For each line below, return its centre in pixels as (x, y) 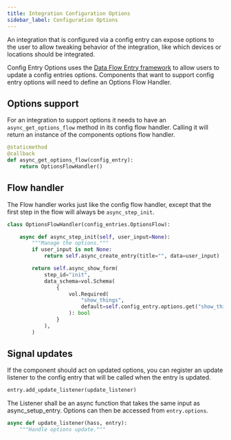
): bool (79, 313)
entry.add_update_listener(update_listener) (72, 390)
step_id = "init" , (67, 275)
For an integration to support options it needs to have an (87, 120)
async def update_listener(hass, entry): (67, 423)
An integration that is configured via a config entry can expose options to (111, 39)
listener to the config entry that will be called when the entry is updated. (109, 377)
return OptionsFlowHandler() (61, 166)
